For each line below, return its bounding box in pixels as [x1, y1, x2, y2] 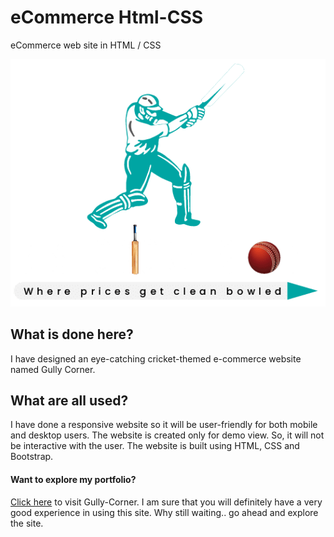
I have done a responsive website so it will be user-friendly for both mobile [10, 419, 318, 431]
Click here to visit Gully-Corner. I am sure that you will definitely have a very [10, 496, 323, 508]
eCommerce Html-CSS [10, 6, 204, 29]
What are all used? [10, 392, 129, 410]
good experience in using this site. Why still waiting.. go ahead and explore [10, 506, 319, 518]
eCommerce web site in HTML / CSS [10, 39, 162, 51]
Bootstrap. [10, 451, 54, 463]
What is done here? [10, 326, 134, 343]
